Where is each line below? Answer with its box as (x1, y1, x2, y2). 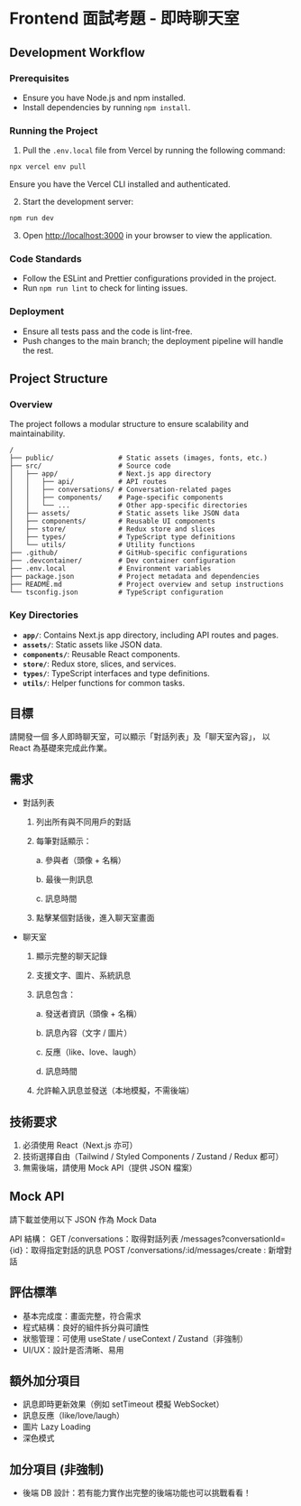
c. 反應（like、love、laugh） (35, 1046, 141, 1057)
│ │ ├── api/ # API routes (9, 478, 168, 487)
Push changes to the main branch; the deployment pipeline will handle (22, 335, 284, 346)
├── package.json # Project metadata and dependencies (9, 572, 260, 581)
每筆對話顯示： (35, 836, 92, 847)
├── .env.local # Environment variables (9, 564, 212, 573)
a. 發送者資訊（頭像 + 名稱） (35, 1009, 142, 1019)
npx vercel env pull (9, 163, 87, 172)
